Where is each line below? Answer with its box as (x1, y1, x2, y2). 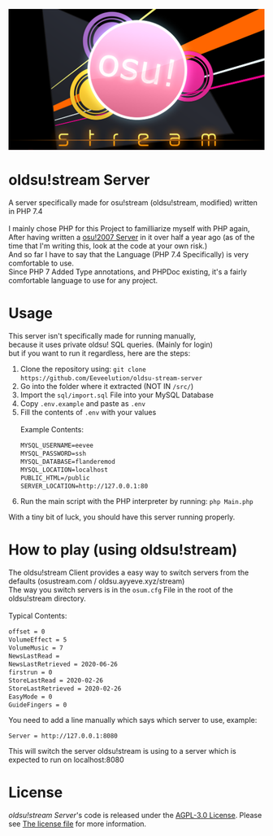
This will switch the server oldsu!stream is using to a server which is (8, 746, 237, 755)
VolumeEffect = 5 (8, 636, 67, 644)
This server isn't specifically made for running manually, (8, 330, 197, 340)
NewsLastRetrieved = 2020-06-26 (8, 660, 118, 668)
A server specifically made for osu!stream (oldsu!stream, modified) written (8, 198, 258, 208)
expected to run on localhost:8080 (8, 755, 124, 764)
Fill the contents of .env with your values (19, 407, 157, 417)
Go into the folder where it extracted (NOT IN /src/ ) (19, 381, 194, 391)
